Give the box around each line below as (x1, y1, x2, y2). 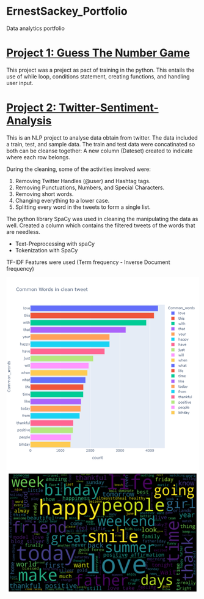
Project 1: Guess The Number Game (6, 46, 191, 60)
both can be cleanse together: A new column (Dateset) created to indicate (6, 147, 193, 154)
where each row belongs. (6, 153, 70, 160)
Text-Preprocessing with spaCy (15, 240, 95, 247)
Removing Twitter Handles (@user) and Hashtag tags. (15, 177, 151, 184)
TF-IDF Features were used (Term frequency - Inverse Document (6, 258, 170, 266)
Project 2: (6, 101, 57, 115)
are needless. (6, 228, 41, 235)
